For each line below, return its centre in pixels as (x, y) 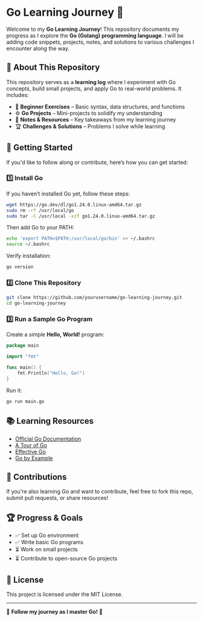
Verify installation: (29, 256)
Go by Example (34, 458)
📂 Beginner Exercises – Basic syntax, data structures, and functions (100, 107)
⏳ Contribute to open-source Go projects (66, 559)
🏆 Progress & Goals (45, 518)
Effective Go (31, 452)
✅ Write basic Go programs (49, 542)
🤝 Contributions (37, 477)
